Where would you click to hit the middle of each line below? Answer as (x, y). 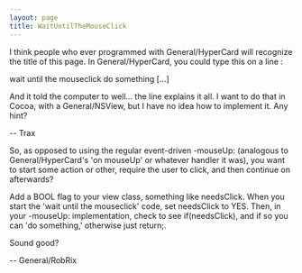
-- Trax (23, 132)
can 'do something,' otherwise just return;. (88, 225)
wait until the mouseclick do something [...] (89, 78)
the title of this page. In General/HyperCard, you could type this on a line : (146, 61)
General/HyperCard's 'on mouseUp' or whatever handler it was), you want (147, 159)
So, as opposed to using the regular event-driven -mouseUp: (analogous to (149, 150)
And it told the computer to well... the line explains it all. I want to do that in (147, 96)
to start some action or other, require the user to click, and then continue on (150, 169)
